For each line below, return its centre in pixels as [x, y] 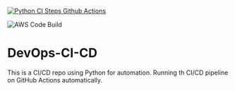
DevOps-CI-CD [52, 53]
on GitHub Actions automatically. [55, 80]
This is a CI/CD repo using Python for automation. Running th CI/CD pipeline [118, 72]
